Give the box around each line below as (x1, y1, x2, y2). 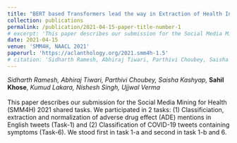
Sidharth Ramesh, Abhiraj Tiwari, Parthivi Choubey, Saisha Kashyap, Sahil (7, 75, 224, 84)
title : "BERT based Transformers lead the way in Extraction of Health (7, 10, 222, 18)
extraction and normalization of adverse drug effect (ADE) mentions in (7, 113, 212, 121)
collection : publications (7, 17, 83, 24)
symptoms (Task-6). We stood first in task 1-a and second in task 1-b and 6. (7, 128, 227, 136)
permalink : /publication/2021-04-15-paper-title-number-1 (7, 23, 181, 30)
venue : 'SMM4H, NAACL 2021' (7, 43, 90, 50)
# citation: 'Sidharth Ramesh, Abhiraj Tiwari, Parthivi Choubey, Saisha (7, 56, 229, 63)
